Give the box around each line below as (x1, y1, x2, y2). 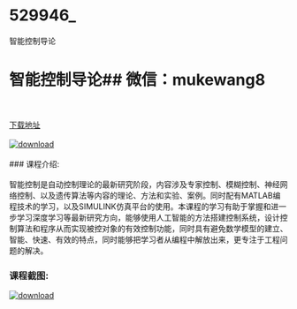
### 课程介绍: (9, 158, 60, 169)
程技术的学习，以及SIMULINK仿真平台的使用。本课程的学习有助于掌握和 (9, 200, 271, 212)
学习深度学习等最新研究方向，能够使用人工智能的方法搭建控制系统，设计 (16, 212, 280, 222)
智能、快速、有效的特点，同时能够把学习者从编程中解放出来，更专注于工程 (9, 234, 280, 245)
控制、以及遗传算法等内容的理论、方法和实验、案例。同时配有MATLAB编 (16, 190, 281, 200)
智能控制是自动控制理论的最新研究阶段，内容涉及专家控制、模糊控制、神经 (9, 178, 280, 190)
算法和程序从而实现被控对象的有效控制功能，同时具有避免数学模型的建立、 (16, 222, 288, 234)
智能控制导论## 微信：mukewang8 (9, 70, 266, 90)
